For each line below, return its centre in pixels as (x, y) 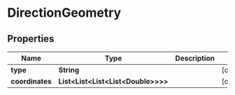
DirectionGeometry (64, 13)
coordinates (31, 81)
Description (195, 58)
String (69, 70)
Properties (31, 39)
